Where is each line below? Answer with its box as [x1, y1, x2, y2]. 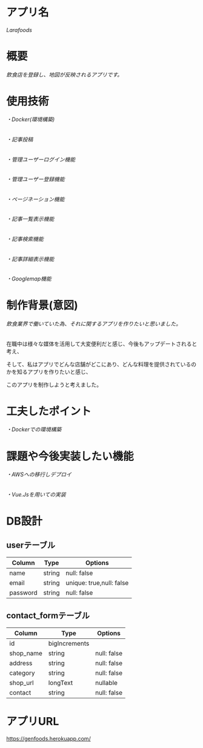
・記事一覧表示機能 [6, 216, 55, 223]
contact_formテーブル [6, 611, 90, 621]
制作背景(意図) [6, 299, 79, 313]
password [9, 588, 38, 597]
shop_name [9, 649, 42, 657]
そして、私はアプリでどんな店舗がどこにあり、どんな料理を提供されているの [6, 360, 197, 368]
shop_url [9, 678, 35, 687]
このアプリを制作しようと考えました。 [6, 381, 102, 388]
